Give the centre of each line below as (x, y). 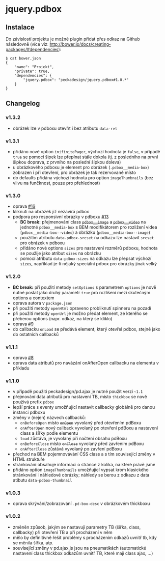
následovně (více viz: (27, 44)
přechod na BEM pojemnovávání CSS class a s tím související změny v (84, 454)
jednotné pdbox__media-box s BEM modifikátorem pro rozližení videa (89, 227)
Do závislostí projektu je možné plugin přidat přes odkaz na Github (73, 39)
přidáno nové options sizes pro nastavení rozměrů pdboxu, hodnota (89, 248)
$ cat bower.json (23, 58)
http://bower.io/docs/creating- (80, 44)
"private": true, (32, 71)
